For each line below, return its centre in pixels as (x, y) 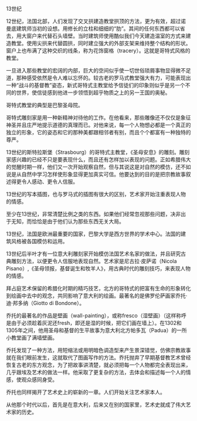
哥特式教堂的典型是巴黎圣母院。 (45, 105)
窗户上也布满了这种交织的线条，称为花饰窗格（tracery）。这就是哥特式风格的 (98, 51)
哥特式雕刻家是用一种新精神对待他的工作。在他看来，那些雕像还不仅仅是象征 (98, 117)
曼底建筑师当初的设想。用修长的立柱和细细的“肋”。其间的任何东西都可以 (93, 29)
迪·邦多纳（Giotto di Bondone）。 (45, 303)
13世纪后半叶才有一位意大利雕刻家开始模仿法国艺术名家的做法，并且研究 (94, 254)
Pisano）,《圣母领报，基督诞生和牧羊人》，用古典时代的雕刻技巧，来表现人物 (98, 268)
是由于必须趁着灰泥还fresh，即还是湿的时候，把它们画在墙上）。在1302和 (94, 323)
